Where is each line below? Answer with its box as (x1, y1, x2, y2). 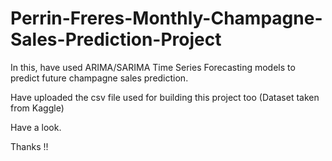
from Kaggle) (10, 102, 65, 114)
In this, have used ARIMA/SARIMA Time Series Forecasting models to (10, 61, 296, 73)
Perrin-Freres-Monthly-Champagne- (10, 7, 323, 30)
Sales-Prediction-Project (10, 28, 222, 51)
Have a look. (10, 121, 62, 133)
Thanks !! (10, 140, 49, 152)
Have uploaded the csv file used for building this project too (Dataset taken (10, 91, 320, 103)
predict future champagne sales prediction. (10, 72, 189, 84)
